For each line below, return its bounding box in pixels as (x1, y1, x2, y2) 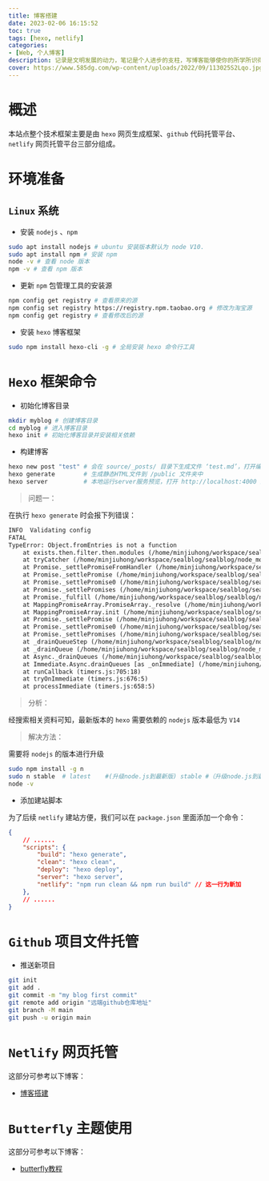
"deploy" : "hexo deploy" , (37, 866, 124, 874)
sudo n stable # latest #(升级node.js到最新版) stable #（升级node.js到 (8, 773, 259, 781)
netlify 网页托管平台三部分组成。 (8, 139, 120, 148)
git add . (8, 984, 42, 992)
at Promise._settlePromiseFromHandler (22, 564, 152, 572)
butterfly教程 (19, 1164, 62, 1174)
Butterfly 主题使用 (8, 1119, 133, 1137)
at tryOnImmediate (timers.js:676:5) (22, 675, 149, 683)
